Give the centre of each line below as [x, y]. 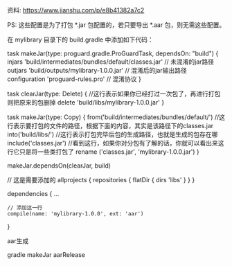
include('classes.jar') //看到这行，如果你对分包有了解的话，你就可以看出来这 [116, 143]
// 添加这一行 [25, 208]
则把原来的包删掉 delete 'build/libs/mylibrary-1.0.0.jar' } [86, 102]
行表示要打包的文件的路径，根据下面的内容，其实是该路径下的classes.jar [110, 126]
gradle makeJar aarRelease [46, 255]
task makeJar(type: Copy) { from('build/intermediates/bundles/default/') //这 [116, 117]
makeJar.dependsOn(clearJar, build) [59, 166]
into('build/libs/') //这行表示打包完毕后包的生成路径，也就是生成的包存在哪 [113, 134]
